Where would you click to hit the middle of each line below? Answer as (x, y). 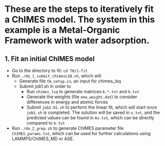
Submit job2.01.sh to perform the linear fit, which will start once (92, 107)
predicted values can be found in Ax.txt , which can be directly (90, 118)
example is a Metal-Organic (62, 30)
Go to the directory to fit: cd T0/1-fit (50, 71)
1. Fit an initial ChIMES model (50, 58)
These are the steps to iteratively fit (79, 9)
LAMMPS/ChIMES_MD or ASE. (43, 139)
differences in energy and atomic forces (67, 102)
